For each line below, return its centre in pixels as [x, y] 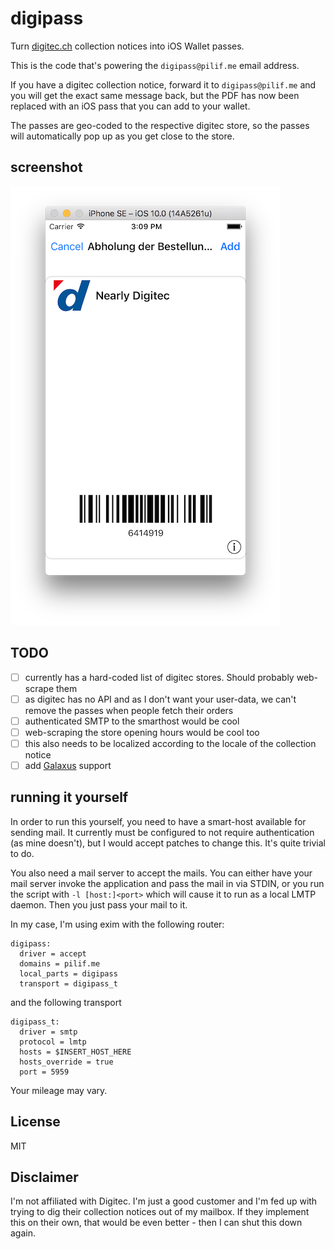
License [35, 1122]
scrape [39, 688]
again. [23, 1233]
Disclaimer [44, 1177]
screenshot [46, 167]
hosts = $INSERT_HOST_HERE [75, 1052]
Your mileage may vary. [59, 1090]
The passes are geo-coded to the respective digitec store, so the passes [160, 125]
